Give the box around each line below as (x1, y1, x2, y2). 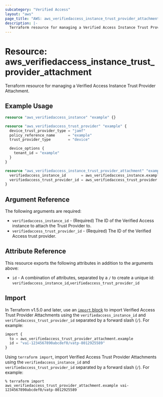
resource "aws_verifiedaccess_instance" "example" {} (5, 115, 116, 120)
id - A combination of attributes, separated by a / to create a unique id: (12, 275, 155, 280)
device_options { (9, 146, 45, 151)
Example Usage (5, 102, 53, 110)
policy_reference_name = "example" (9, 133, 92, 138)
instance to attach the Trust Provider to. (12, 223, 92, 229)
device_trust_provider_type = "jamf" (9, 128, 86, 133)
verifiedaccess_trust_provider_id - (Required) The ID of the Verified (12, 228, 151, 234)
